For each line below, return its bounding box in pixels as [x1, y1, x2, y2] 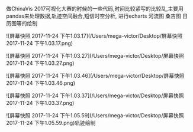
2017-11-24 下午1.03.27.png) [6, 60, 75, 67]
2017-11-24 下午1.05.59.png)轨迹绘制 [6, 120, 96, 126]
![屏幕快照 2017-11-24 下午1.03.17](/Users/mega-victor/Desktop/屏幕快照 [6, 32, 183, 39]
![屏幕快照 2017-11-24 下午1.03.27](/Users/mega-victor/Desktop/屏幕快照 [6, 52, 185, 59]
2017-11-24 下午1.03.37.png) [6, 100, 75, 106]
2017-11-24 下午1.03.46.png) [6, 80, 76, 87]
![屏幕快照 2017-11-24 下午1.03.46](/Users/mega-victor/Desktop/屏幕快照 [6, 72, 185, 79]
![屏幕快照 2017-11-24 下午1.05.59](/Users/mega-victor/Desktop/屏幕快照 [6, 112, 185, 119]
